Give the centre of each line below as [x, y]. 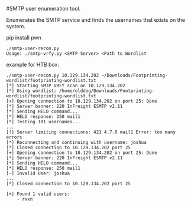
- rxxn [25, 199]
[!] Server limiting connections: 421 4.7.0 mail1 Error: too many [91, 132]
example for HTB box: [33, 65]
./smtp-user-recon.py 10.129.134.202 [53, 75]
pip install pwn [24, 37]
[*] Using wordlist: [32, 91]
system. [16, 26]
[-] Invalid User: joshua [38, 173]
